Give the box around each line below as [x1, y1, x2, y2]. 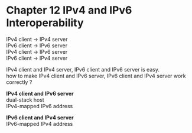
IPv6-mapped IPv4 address [6, 120, 73, 127]
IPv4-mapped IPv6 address [6, 102, 73, 109]
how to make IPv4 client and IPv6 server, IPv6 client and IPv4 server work [6, 72, 186, 79]
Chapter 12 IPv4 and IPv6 [6, 4, 132, 17]
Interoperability [6, 16, 84, 30]
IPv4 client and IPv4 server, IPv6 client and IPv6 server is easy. [6, 66, 160, 73]
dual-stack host [6, 96, 44, 103]
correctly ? [6, 78, 32, 86]
